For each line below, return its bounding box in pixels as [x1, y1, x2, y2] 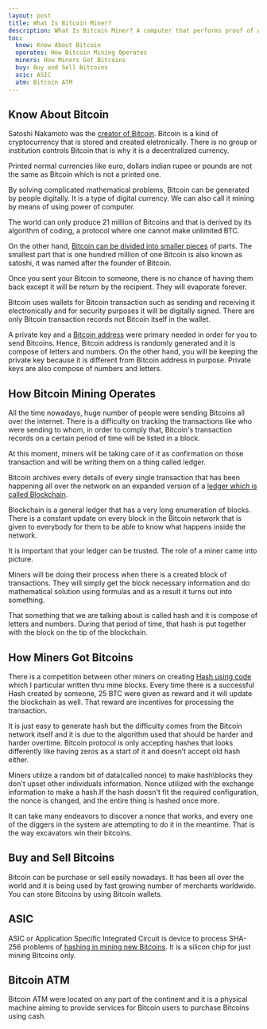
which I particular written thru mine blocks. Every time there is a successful [8, 680, 255, 690]
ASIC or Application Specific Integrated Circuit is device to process [8, 933, 228, 943]
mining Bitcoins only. [8, 950, 76, 960]
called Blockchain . [8, 490, 68, 499]
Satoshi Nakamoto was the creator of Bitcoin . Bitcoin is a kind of [8, 129, 219, 139]
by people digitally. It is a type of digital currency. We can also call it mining [8, 194, 254, 203]
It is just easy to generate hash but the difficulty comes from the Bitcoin [8, 721, 242, 730]
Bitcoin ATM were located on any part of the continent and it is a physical [8, 995, 248, 1004]
